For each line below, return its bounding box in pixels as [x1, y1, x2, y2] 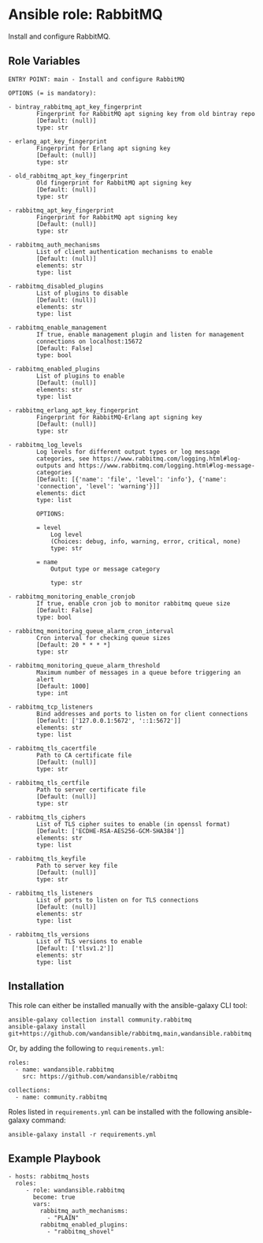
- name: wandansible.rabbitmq [15, 1066, 114, 1074]
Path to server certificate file [36, 786, 146, 794]
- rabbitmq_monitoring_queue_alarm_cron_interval [8, 627, 175, 635]
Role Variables [8, 54, 80, 68]
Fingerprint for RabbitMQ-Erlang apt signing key [36, 413, 202, 421]
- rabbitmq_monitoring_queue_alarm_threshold [8, 661, 160, 669]
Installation [8, 980, 65, 993]
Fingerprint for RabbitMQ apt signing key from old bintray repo [36, 110, 256, 117]
